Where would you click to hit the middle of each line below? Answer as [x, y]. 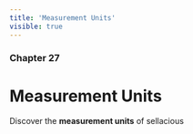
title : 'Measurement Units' [63, 18]
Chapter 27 [35, 58]
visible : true [36, 26]
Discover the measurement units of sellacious [97, 121]
